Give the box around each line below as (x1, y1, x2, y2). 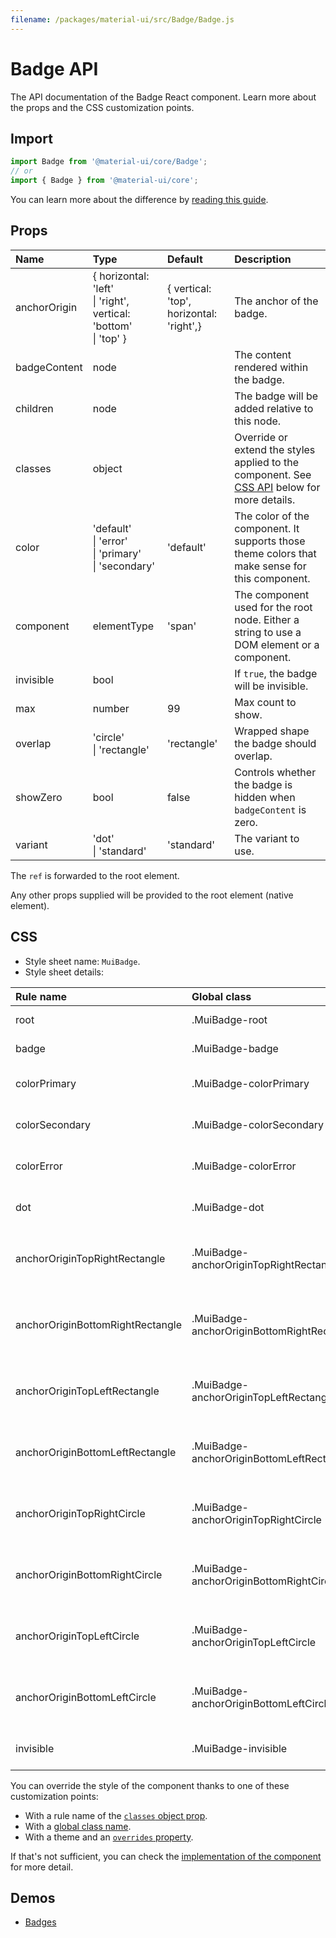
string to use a (234, 625, 302, 639)
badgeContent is (234, 802, 307, 816)
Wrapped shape (234, 724, 310, 738)
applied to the (234, 455, 300, 469)
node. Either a (234, 612, 300, 626)
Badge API (10, 57, 99, 80)
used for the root (234, 600, 313, 614)
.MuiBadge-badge (191, 1041, 279, 1055)
